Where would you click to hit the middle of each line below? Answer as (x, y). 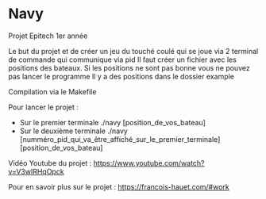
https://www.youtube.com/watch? (149, 163)
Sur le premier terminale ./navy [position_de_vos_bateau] (113, 122)
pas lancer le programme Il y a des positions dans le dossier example (121, 76)
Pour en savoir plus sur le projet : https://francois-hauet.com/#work (119, 186)
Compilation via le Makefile (52, 91)
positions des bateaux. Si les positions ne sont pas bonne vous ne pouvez (129, 67)
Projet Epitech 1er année (48, 36)
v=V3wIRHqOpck (37, 171)
